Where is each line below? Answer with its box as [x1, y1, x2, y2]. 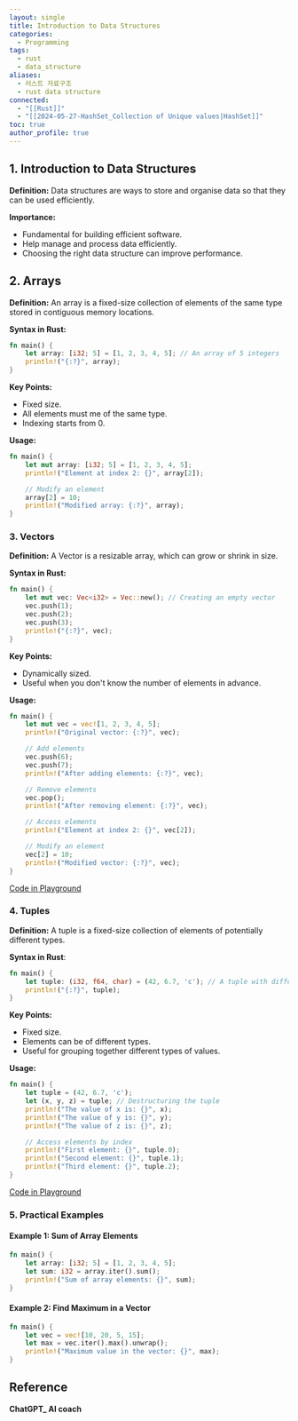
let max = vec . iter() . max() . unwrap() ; [25, 1338, 169, 1348]
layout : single [9, 12, 66, 22]
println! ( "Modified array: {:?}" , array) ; [25, 501, 184, 511]
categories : [9, 29, 53, 38]
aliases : [9, 71, 42, 80]
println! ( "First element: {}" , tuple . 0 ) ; [25, 1146, 180, 1155]
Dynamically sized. [21, 668, 91, 679]
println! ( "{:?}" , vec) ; [25, 626, 114, 635]
